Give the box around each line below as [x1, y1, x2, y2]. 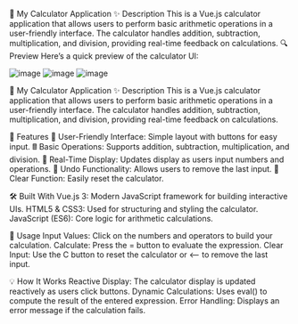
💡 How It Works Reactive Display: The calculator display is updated [9, 276, 256, 287]
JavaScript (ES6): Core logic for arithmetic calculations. [9, 214, 214, 223]
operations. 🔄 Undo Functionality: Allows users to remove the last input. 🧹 [9, 164, 279, 174]
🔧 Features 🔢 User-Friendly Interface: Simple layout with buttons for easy [9, 132, 278, 142]
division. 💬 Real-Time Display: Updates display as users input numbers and [9, 154, 285, 165]
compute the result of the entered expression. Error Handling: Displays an [9, 296, 280, 306]
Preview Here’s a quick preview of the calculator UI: [9, 51, 199, 61]
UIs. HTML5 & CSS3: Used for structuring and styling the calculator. [9, 204, 259, 214]
